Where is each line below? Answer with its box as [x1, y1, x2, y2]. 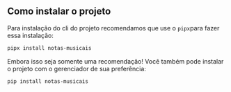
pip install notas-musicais [7, 77, 89, 85]
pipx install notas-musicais [7, 44, 92, 51]
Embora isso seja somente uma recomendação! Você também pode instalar [7, 57, 224, 65]
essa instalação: [7, 31, 54, 39]
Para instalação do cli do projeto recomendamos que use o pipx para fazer [7, 24, 220, 32]
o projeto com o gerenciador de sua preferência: [7, 64, 146, 73]
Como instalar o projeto [7, 6, 111, 17]
